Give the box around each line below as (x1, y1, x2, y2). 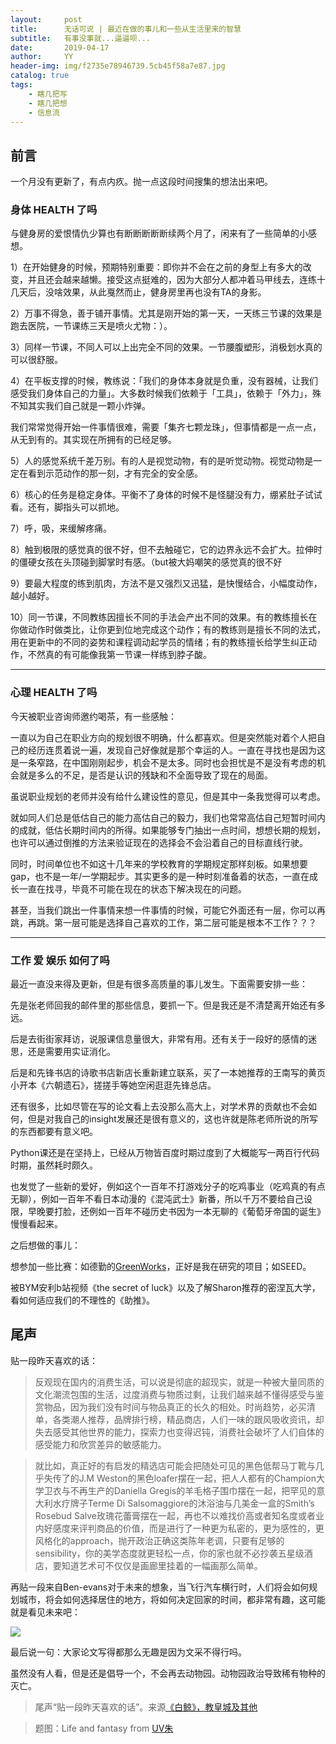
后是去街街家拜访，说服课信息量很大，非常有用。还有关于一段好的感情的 (10, 1033, 308, 1045)
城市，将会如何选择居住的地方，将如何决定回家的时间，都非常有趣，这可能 (18, 1593, 326, 1605)
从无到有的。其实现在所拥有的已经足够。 (10, 434, 177, 446)
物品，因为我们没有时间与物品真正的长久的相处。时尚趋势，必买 (43, 1401, 307, 1413)
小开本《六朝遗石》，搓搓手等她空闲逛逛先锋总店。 (10, 1079, 217, 1091)
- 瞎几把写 (28, 89, 68, 99)
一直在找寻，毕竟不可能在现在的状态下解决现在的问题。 (18, 882, 247, 895)
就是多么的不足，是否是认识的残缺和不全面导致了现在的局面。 (18, 769, 273, 781)
